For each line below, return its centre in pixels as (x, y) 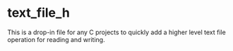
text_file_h (39, 13)
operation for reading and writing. (56, 39)
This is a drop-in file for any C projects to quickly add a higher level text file (116, 32)
